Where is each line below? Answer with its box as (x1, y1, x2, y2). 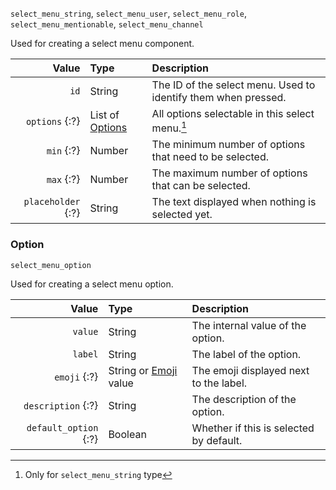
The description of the (191, 392, 297, 406)
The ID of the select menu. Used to (151, 78, 316, 92)
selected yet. (151, 208, 213, 222)
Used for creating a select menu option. (10, 278, 174, 290)
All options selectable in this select (151, 107, 315, 120)
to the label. (191, 376, 248, 390)
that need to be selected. (151, 150, 270, 164)
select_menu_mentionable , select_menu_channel (10, 18, 204, 30)
